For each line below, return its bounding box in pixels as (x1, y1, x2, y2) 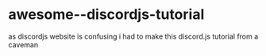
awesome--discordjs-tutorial (8, 6, 205, 24)
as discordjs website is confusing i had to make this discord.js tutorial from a (8, 32, 259, 41)
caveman (8, 39, 38, 49)
